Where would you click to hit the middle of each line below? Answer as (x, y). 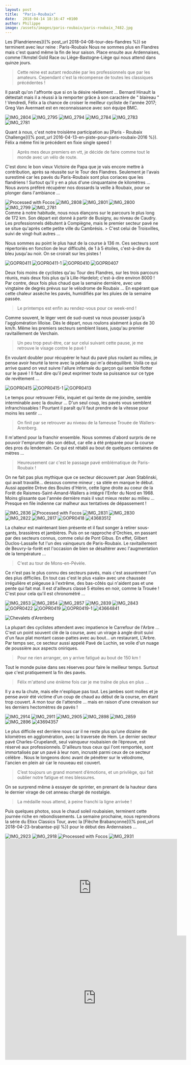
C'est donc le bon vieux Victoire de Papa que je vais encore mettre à (74, 167)
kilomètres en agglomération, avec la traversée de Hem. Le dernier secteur (81, 737)
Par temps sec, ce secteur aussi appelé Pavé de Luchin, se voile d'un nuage (82, 643)
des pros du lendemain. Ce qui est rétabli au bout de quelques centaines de (82, 448)
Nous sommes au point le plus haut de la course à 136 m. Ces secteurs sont (82, 243)
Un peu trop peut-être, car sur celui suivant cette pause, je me (80, 343)
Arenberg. (27, 428)
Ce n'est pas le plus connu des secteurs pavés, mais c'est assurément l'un (81, 573)
